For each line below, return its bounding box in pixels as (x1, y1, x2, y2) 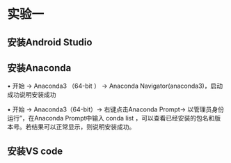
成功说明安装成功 (7, 91, 56, 99)
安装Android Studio (7, 36, 93, 48)
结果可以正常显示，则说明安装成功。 (31, 123, 136, 131)
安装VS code (7, 145, 63, 157)
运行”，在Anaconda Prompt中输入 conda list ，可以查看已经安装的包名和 (7, 114, 215, 123)
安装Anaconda (7, 62, 72, 74)
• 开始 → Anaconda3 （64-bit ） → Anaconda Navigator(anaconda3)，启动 (7, 81, 223, 91)
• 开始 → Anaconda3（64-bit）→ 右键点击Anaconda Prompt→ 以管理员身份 (7, 105, 225, 114)
